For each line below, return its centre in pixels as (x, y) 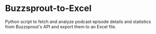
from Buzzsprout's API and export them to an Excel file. (61, 26)
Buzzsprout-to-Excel (48, 8)
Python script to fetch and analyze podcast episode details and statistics (78, 22)
